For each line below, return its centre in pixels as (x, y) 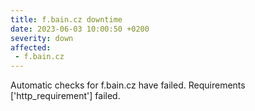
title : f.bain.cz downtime (66, 19)
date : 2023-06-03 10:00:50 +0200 (80, 29)
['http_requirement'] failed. (65, 96)
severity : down (42, 38)
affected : (31, 47)
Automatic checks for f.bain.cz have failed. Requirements (128, 85)
